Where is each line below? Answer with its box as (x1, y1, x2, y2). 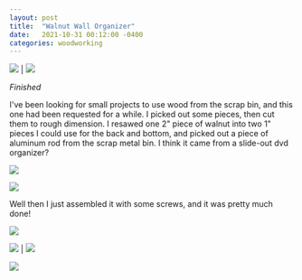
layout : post (9, 13, 59, 23)
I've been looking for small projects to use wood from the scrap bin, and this (9, 99, 294, 110)
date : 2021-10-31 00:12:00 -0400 (9, 30, 144, 39)
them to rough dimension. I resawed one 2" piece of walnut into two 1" (9, 118, 271, 129)
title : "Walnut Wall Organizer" (9, 22, 136, 31)
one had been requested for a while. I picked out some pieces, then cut (9, 109, 275, 120)
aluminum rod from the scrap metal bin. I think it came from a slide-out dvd (9, 137, 289, 149)
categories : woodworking (9, 38, 103, 48)
